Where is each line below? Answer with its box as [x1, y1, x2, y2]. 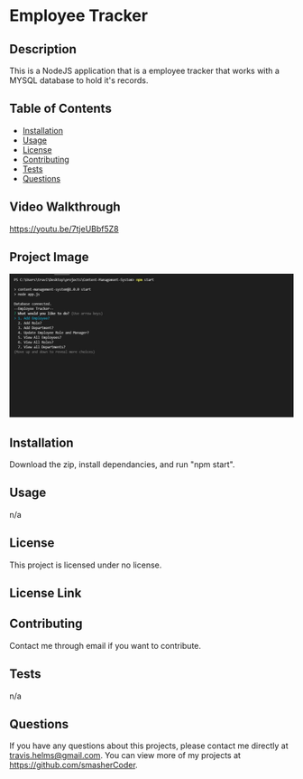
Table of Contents [9, 101, 113, 117]
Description [9, 42, 77, 57]
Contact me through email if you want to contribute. [9, 640, 201, 651]
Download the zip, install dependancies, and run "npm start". [9, 458, 235, 470]
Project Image [9, 249, 89, 265]
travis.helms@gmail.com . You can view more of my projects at [9, 750, 242, 761]
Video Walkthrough [9, 200, 121, 215]
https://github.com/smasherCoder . [9, 760, 138, 771]
